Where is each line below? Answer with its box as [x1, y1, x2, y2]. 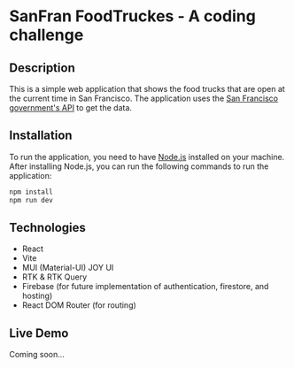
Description [9, 60, 75, 75]
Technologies [9, 219, 87, 235]
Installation [9, 128, 73, 143]
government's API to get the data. [9, 103, 133, 112]
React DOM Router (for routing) [21, 300, 137, 310]
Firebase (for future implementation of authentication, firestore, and [21, 281, 269, 292]
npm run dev [9, 195, 53, 204]
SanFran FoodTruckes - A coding [9, 6, 257, 27]
